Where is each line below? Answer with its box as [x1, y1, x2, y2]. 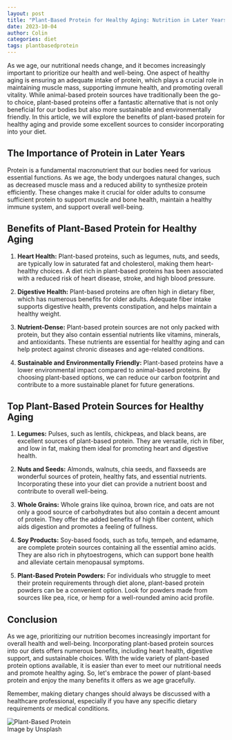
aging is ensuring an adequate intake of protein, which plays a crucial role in [7, 76, 224, 84]
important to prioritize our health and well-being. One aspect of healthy [7, 69, 210, 77]
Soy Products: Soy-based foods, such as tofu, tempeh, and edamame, [17, 536, 219, 544]
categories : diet [7, 36, 57, 43]
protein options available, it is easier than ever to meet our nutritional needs [7, 662, 222, 670]
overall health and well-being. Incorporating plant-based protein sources [7, 640, 214, 648]
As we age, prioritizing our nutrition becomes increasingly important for [7, 632, 211, 640]
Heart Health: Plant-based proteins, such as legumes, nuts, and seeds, [17, 252, 220, 260]
